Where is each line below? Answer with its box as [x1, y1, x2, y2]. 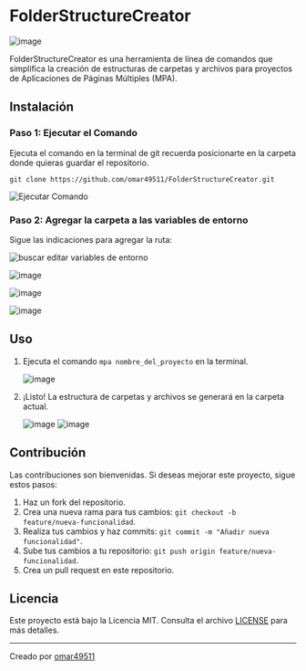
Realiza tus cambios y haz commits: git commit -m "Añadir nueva [22, 526, 270, 537]
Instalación [9, 100, 75, 115]
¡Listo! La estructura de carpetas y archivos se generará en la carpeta [22, 391, 285, 402]
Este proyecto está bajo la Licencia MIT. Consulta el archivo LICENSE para [9, 615, 289, 626]
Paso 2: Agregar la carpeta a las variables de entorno [9, 214, 249, 226]
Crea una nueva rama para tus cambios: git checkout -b [22, 506, 237, 517]
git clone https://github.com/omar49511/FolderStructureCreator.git [9, 174, 275, 183]
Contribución [9, 445, 87, 461]
